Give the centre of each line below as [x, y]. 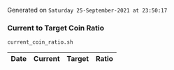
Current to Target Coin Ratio [56, 28]
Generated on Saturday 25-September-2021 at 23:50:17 [87, 10]
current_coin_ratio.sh [40, 42]
